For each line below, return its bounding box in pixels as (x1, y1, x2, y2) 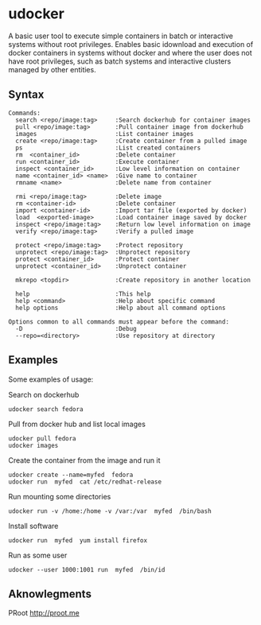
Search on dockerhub (8, 390, 80, 399)
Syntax (8, 88, 45, 102)
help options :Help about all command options (15, 304, 226, 312)
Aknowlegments (8, 587, 92, 600)
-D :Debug (15, 324, 137, 332)
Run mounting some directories (8, 491, 111, 501)
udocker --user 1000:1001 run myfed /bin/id (8, 565, 166, 573)
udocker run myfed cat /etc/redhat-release (8, 478, 162, 486)
